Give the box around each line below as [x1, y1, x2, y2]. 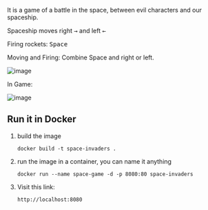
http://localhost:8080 [17, 196, 83, 203]
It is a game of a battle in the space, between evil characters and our [7, 6, 202, 14]
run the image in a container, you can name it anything [17, 157, 172, 165]
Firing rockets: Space [7, 40, 68, 48]
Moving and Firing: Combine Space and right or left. [7, 53, 154, 61]
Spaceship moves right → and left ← [7, 27, 107, 35]
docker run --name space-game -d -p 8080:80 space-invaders [17, 171, 194, 178]
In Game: [7, 80, 33, 88]
